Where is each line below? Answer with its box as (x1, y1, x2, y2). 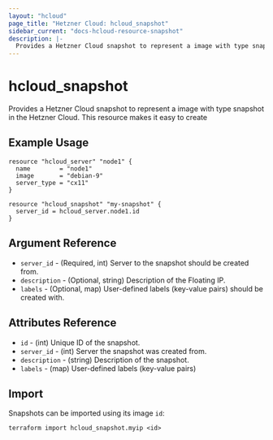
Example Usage (8, 136, 89, 150)
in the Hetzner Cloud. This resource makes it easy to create (8, 113, 208, 123)
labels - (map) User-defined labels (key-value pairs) (19, 363, 197, 373)
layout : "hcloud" (8, 11, 67, 20)
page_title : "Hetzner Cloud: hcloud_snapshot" (8, 19, 169, 28)
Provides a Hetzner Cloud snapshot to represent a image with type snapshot (8, 104, 265, 114)
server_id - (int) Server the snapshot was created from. (19, 346, 207, 356)
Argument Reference (8, 236, 117, 250)
